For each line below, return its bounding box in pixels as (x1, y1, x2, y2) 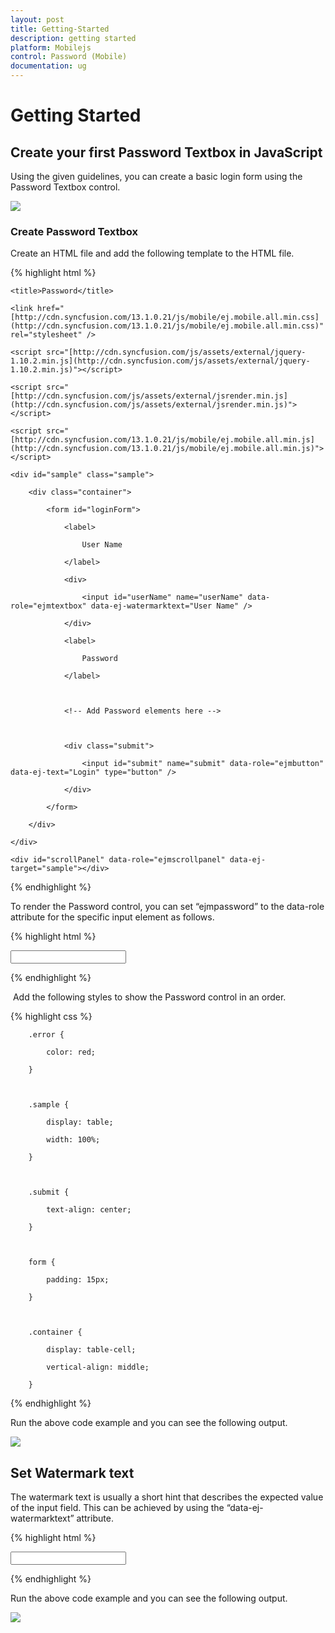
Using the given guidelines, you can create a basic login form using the (10, 171, 303, 182)
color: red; (46, 1047, 97, 1058)
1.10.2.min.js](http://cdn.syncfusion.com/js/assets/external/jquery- (10, 356, 311, 366)
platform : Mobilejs (10, 42, 92, 53)
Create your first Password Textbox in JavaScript (10, 144, 323, 161)
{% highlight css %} (10, 1011, 93, 1023)
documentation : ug (10, 61, 87, 71)
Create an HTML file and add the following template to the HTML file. (10, 247, 295, 260)
